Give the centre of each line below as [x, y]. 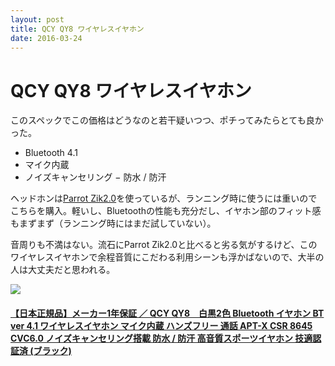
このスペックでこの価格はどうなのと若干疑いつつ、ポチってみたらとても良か [167, 120]
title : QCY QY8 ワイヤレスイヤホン [77, 29]
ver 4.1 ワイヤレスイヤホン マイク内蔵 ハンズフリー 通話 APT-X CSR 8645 [161, 325]
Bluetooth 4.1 [51, 153]
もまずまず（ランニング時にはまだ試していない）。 [113, 223]
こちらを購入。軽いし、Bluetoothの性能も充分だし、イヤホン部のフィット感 [166, 211]
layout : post [37, 19]
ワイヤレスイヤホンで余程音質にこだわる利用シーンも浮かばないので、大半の [167, 257]
